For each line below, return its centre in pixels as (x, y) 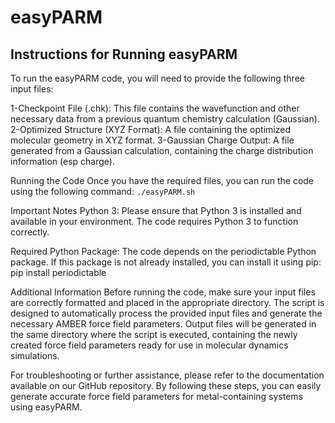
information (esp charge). (62, 161)
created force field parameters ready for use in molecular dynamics (149, 345)
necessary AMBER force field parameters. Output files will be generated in (163, 324)
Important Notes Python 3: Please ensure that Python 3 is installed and (156, 210)
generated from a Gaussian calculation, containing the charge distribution (162, 150)
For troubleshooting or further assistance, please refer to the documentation (167, 375)
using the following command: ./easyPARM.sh (103, 191)
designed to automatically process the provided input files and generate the (166, 313)
